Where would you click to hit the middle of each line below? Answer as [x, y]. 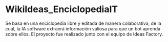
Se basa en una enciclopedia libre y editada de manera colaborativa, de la [83, 23]
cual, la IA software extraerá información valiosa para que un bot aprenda [83, 28]
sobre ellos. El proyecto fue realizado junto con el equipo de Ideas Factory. [84, 34]
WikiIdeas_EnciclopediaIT [62, 9]
